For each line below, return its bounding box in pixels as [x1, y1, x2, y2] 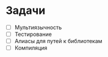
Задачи [5, 4, 46, 18]
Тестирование [14, 31, 52, 38]
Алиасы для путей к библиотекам [14, 38, 103, 45]
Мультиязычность [14, 24, 62, 31]
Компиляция [14, 44, 48, 52]
